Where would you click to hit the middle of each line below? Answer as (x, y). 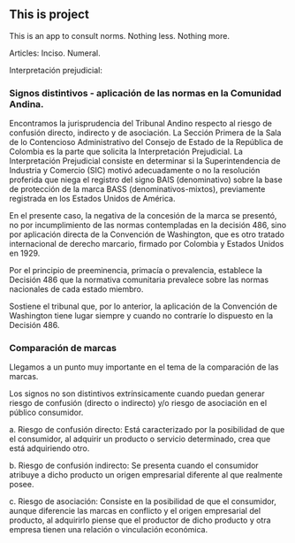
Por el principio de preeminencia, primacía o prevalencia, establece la (136, 271)
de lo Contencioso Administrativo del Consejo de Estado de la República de (147, 142)
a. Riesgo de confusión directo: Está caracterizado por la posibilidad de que (147, 430)
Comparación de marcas (63, 348)
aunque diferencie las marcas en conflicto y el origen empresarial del (135, 511)
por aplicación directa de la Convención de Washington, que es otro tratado (147, 234)
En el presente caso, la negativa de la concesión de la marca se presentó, (143, 216)
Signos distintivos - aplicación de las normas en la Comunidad (145, 93)
